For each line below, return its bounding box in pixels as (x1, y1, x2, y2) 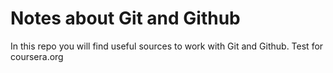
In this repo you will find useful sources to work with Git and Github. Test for (10, 40, 324, 52)
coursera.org (10, 50, 64, 62)
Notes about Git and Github (10, 7, 241, 30)
